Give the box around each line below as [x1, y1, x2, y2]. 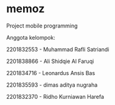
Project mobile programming [6, 22, 78, 29]
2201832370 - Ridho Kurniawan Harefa [6, 93, 105, 100]
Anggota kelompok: [6, 34, 56, 41]
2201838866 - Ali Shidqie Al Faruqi [6, 57, 94, 65]
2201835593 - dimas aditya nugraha [6, 81, 98, 89]
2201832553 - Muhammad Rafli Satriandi [6, 45, 110, 53]
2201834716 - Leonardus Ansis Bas [6, 69, 96, 76]
